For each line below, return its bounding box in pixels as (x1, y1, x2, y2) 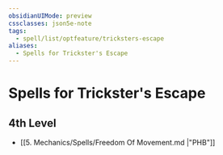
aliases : (8, 42, 38, 50)
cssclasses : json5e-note (8, 19, 92, 27)
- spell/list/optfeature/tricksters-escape (15, 34, 164, 43)
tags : (8, 27, 27, 35)
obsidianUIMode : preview (8, 11, 92, 20)
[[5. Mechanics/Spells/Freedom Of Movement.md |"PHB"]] (19, 138, 216, 147)
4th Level (8, 116, 57, 130)
